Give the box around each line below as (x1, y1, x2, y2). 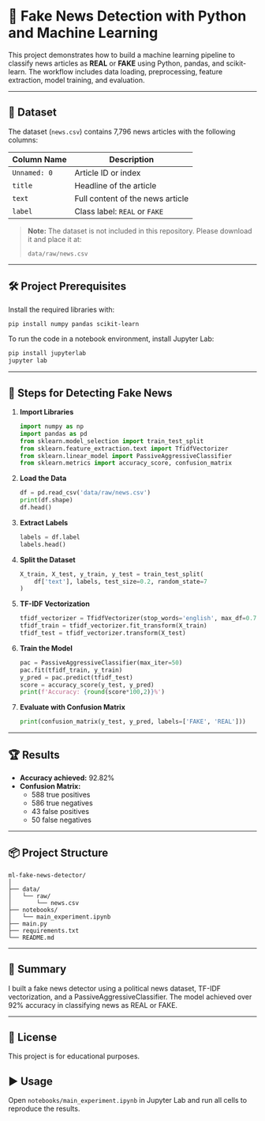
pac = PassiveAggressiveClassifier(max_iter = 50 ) (19, 658, 183, 667)
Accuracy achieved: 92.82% (19, 773, 115, 782)
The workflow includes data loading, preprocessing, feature (28, 66, 223, 76)
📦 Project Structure (8, 846, 109, 860)
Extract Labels (19, 517, 69, 527)
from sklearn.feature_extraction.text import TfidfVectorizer (19, 445, 229, 453)
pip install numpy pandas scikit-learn (8, 320, 140, 328)
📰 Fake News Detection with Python (8, 7, 247, 25)
